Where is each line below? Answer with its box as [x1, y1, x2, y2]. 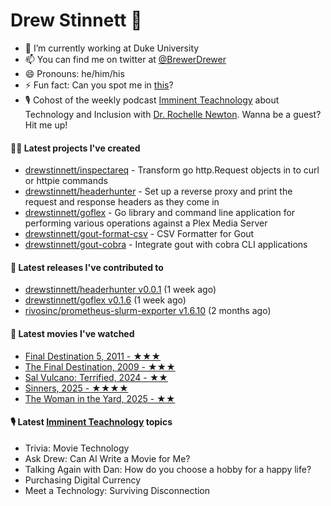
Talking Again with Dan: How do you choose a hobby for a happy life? [24, 463, 312, 475]
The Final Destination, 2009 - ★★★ [24, 360, 176, 373]
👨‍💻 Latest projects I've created [10, 142, 141, 154]
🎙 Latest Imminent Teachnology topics [10, 416, 173, 428]
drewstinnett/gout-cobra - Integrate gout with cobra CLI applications [24, 239, 308, 251]
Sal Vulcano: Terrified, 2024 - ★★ [24, 371, 168, 383]
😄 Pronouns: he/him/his [24, 67, 125, 79]
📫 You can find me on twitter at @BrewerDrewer [24, 53, 227, 65]
